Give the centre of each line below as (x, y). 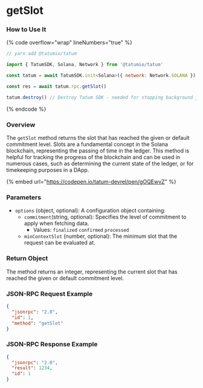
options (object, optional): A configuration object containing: (90, 211)
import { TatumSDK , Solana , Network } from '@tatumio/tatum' (85, 65)
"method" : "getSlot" (37, 323)
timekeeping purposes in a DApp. (48, 170)
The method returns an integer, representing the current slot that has (92, 271)
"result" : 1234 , (32, 368)
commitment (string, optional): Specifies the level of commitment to (105, 217)
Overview (21, 125)
